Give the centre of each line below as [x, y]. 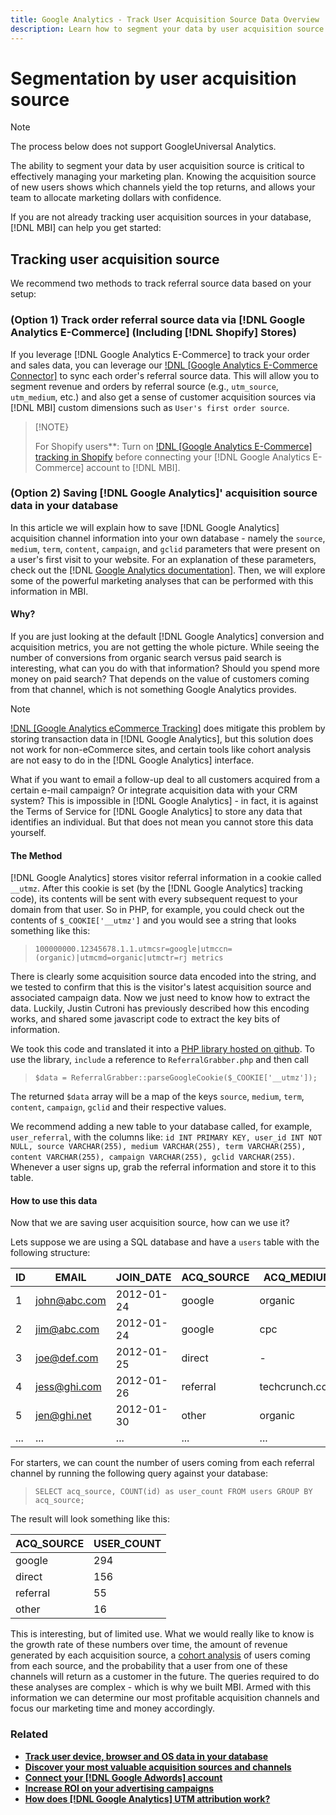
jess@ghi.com [68, 1387]
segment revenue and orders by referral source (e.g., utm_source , [144, 386]
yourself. [28, 833]
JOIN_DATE [143, 1278]
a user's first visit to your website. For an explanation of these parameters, [163, 559]
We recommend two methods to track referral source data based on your [161, 283]
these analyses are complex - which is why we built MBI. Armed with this [161, 1687]
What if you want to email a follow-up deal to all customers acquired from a [165, 780]
